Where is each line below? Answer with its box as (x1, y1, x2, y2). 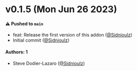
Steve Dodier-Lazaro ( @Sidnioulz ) (12, 60, 85, 66)
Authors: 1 (5, 49, 28, 55)
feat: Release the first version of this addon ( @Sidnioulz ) (12, 32, 132, 38)
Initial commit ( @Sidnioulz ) (12, 37, 70, 44)
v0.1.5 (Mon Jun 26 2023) (5, 4, 117, 15)
